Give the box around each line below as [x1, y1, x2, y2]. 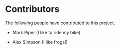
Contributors [5, 3, 60, 15]
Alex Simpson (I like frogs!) [12, 39, 68, 45]
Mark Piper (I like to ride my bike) [12, 29, 81, 35]
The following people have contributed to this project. [5, 20, 116, 26]
